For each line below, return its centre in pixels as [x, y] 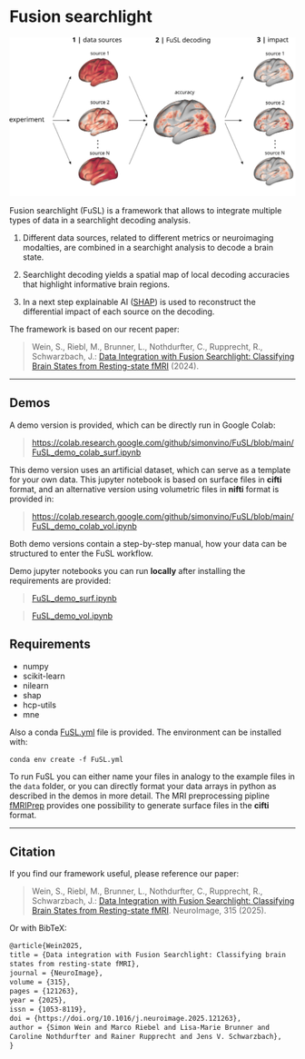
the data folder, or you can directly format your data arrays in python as [143, 786]
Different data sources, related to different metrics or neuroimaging [148, 237]
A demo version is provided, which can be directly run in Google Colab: [143, 425]
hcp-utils [39, 705]
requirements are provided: [60, 580]
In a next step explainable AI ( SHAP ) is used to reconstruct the [139, 302]
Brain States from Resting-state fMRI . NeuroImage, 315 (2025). [149, 911]
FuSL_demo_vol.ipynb [72, 616]
